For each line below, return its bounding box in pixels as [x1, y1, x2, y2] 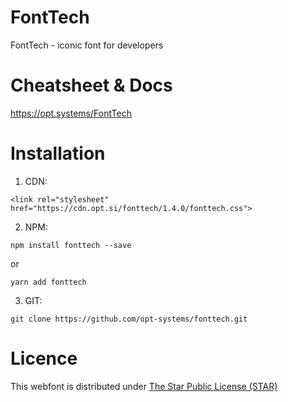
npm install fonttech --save [10, 240, 132, 250]
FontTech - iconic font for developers [10, 39, 164, 51]
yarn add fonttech [10, 277, 87, 287]
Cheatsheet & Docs [10, 74, 173, 97]
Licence [10, 347, 78, 370]
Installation [10, 142, 106, 165]
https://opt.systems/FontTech [10, 107, 132, 119]
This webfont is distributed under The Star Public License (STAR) [10, 380, 278, 392]
